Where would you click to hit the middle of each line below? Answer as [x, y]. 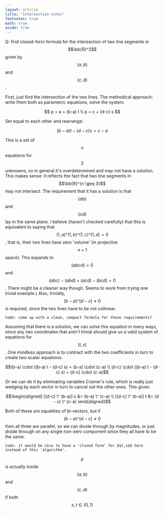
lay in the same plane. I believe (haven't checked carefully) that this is [75, 222]
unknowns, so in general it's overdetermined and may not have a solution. [80, 171]
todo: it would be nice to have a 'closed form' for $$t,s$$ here [74, 446]
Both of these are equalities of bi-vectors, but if [53, 411]
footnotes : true [22, 19]
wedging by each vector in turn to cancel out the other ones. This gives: [78, 387]
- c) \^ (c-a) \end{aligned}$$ [82, 402]
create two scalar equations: [34, 358]
